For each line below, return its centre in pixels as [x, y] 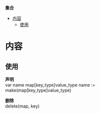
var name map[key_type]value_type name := [50, 85]
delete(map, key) [22, 106]
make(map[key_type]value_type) [38, 90]
